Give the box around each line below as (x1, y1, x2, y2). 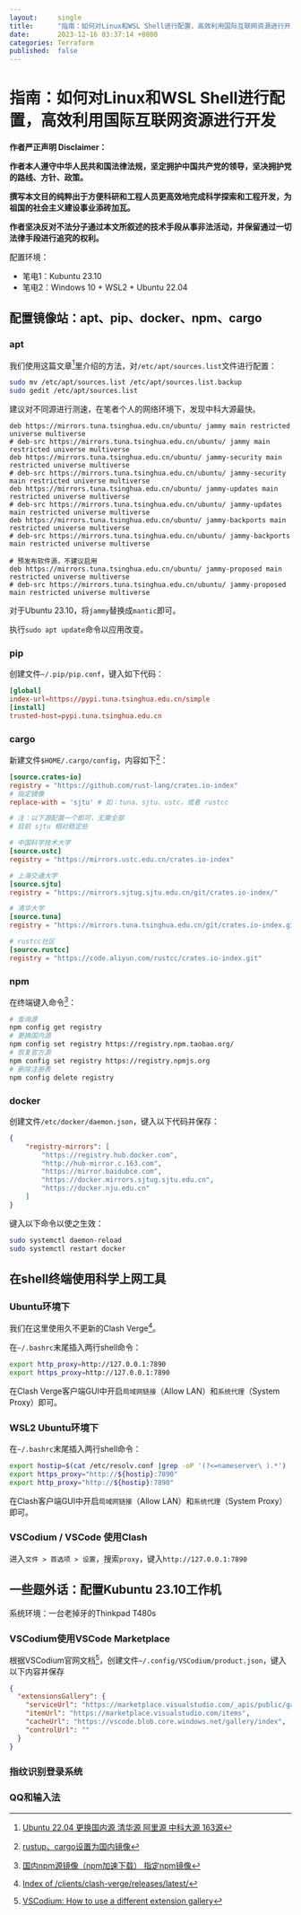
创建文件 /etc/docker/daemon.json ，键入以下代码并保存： (9, 1115, 219, 1126)
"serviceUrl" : (25, 1701, 78, 1710)
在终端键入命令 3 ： (9, 995, 77, 1008)
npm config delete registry (9, 1073, 115, 1082)
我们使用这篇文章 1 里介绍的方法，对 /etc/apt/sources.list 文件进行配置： (9, 358, 278, 371)
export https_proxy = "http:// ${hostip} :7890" (9, 1469, 178, 1479)
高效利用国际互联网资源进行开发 (40, 110, 277, 131)
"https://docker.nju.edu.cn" (41, 1184, 150, 1194)
